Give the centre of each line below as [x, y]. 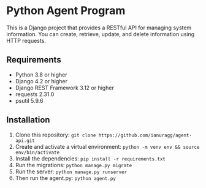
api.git [25, 141]
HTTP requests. [26, 40]
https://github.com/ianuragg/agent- [145, 135]
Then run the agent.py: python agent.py [66, 178]
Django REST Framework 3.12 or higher [65, 88]
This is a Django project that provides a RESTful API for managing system [99, 28]
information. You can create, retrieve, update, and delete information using [101, 34]
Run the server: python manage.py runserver [71, 171]
